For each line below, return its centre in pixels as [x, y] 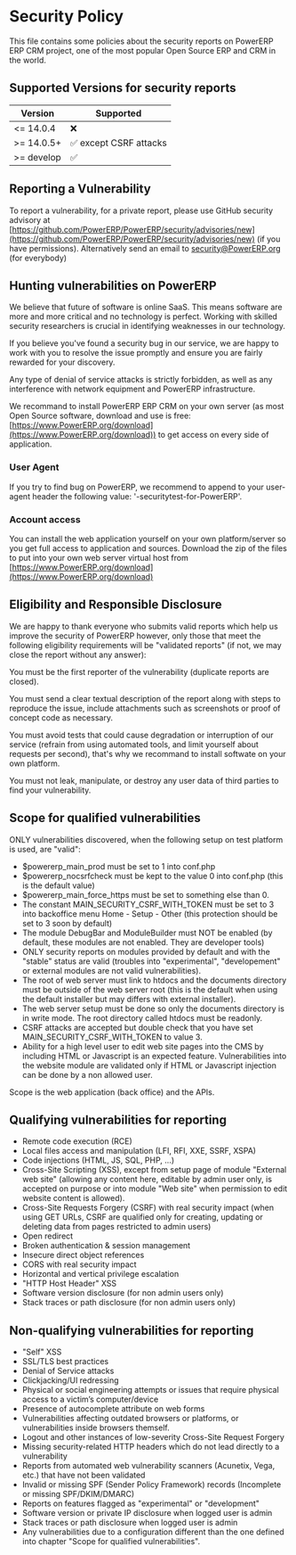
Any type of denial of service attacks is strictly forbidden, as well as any [141, 380]
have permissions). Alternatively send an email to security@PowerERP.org [145, 248]
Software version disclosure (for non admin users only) [123, 1293]
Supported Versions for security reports [123, 88]
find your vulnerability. [50, 790]
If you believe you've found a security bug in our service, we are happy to [144, 343]
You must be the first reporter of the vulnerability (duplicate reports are [139, 671]
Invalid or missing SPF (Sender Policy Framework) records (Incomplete [152, 1485]
